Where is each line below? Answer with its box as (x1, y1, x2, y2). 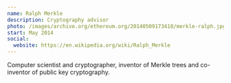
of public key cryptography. (32, 68, 110, 76)
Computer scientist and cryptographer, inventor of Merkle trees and (7, 61, 199, 69)
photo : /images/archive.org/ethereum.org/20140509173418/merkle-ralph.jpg (7, 23, 226, 29)
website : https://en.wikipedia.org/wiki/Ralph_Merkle (13, 42, 170, 49)
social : (7, 36, 30, 43)
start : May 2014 (7, 29, 54, 36)
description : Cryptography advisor (7, 16, 109, 23)
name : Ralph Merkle (7, 10, 63, 17)
